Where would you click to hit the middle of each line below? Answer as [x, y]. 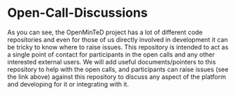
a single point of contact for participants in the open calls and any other [111, 54]
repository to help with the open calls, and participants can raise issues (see [118, 69]
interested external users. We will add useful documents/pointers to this [112, 61]
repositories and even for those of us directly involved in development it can [118, 39]
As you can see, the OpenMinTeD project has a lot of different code [105, 32]
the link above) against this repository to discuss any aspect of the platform [117, 76]
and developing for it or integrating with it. [68, 84]
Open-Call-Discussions [77, 13]
